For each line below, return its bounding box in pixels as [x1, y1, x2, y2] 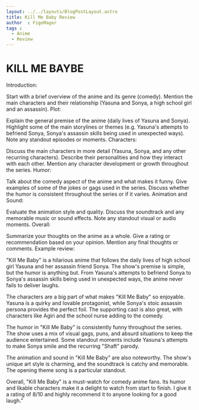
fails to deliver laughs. [6, 281, 60, 288]
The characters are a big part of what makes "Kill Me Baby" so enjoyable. [6, 293, 185, 300]
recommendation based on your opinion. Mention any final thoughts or [6, 239, 179, 246]
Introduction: [6, 81, 37, 88]
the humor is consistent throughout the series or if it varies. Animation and [6, 190, 188, 198]
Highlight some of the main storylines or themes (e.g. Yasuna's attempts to [6, 123, 188, 131]
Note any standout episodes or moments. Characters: [6, 136, 137, 143]
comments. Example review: [6, 244, 75, 252]
